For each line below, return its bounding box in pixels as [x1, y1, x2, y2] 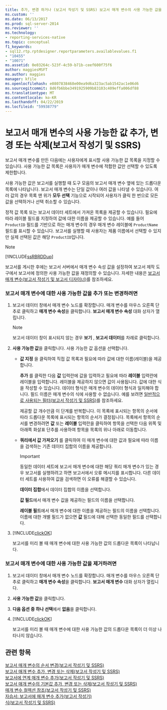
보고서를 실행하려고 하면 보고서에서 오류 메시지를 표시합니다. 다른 [25, 470, 152, 476]
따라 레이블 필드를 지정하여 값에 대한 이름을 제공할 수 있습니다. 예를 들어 [5, 215, 144, 221]
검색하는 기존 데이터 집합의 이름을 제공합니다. [25, 443, 113, 450]
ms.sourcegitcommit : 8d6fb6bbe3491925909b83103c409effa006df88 [5, 85, 139, 91]
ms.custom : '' [5, 12, 35, 17]
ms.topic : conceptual [5, 40, 50, 45]
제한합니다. [5, 169, 27, 175]
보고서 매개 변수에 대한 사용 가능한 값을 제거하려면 [5, 560, 117, 567]
